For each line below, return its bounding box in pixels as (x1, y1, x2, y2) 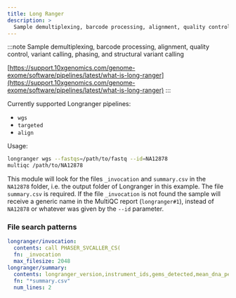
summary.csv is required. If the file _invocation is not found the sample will (7, 190, 221, 198)
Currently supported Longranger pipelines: (7, 100, 131, 108)
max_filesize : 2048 (13, 258, 71, 265)
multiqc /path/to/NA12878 (7, 162, 83, 169)
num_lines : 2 (13, 284, 52, 291)
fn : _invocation (13, 251, 61, 259)
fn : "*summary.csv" (13, 277, 71, 285)
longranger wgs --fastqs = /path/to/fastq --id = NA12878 (7, 155, 169, 162)
